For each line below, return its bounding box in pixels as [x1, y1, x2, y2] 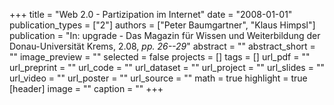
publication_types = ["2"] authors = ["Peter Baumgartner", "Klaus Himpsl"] [9, 19, 316, 31]
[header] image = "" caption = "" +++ [9, 83, 164, 94]
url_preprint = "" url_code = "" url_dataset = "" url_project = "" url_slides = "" [9, 62, 325, 73]
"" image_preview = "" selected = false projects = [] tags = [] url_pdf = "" [9, 51, 311, 63]
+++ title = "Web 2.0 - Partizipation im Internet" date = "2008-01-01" [9, 9, 293, 20]
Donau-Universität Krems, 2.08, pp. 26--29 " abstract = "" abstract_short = [9, 40, 316, 52]
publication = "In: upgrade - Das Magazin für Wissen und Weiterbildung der [9, 30, 321, 41]
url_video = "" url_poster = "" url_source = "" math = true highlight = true [9, 72, 308, 84]
